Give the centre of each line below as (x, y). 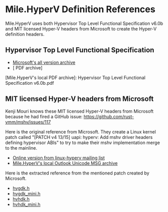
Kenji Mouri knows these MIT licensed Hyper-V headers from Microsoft (79, 111)
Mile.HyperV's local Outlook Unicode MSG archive (65, 163)
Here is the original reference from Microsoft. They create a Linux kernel (80, 132)
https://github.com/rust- (109, 116)
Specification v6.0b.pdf (30, 83)
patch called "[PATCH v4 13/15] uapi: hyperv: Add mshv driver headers (79, 137)
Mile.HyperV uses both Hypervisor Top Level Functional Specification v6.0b (84, 23)
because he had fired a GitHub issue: (44, 116)
